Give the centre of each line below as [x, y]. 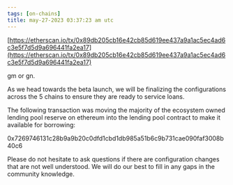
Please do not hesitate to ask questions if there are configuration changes [113, 159]
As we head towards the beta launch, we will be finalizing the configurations [117, 89]
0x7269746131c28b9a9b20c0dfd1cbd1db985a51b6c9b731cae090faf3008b [116, 138]
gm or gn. [21, 75]
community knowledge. [41, 174]
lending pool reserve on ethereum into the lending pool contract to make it [114, 117]
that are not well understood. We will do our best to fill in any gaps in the [111, 166]
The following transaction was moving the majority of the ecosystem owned [116, 110]
